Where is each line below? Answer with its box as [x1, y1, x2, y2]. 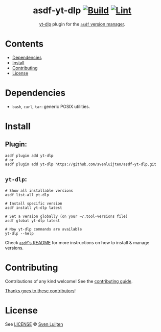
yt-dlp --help [5, 231, 34, 236]
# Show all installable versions [5, 188, 73, 193]
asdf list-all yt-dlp [5, 192, 49, 197]
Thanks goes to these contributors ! [5, 287, 76, 294]
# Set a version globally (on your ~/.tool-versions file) [5, 214, 128, 219]
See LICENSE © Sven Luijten [5, 321, 63, 327]
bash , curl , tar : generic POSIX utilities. [12, 103, 90, 109]
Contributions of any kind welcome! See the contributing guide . [5, 278, 133, 284]
